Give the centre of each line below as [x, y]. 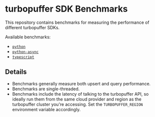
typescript [23, 57]
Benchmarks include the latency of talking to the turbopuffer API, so [80, 94]
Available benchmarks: [28, 37]
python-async [25, 52]
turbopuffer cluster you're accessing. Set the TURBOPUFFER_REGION [77, 104]
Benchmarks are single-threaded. [46, 89]
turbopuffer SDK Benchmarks [67, 9]
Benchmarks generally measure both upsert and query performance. [81, 84]
